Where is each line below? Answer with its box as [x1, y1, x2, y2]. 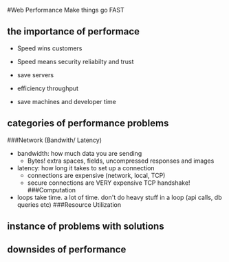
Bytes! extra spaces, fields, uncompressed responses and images [27, 157, 215, 165]
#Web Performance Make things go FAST [7, 6, 125, 14]
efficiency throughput [17, 84, 79, 92]
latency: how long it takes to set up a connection [17, 163, 155, 172]
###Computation [27, 185, 76, 194]
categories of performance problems [7, 117, 169, 130]
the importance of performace [7, 26, 140, 37]
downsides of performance [7, 244, 127, 256]
